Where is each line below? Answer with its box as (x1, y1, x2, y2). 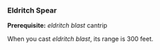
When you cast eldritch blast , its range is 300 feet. (7, 35, 154, 43)
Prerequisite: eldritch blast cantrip (7, 22, 107, 30)
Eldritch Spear (7, 6, 58, 15)
